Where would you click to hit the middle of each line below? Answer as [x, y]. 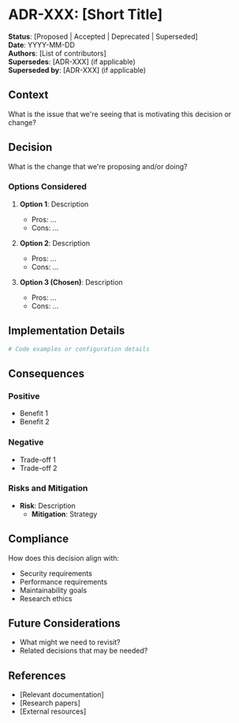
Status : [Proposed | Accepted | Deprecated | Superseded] [103, 36]
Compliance [39, 539]
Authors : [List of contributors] [57, 53]
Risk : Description [48, 505]
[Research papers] [50, 703]
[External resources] [53, 712]
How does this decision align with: [64, 558]
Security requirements [56, 573]
